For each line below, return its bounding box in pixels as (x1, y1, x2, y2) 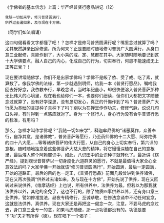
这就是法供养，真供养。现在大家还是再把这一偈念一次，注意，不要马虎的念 (5, 201, 155, 206)
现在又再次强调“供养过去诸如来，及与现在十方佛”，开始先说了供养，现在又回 (5, 176, 159, 182)
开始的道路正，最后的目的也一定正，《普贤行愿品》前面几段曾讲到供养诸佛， (5, 170, 157, 176)
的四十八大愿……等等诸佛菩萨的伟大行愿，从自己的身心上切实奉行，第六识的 (5, 140, 158, 145)
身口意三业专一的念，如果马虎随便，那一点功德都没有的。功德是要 (13, 207, 146, 212)
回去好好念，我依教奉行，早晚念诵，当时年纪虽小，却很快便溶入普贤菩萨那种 (5, 87, 159, 92)
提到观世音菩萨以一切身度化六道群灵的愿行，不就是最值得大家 (20, 158, 144, 163)
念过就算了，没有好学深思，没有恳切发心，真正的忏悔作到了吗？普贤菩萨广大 (5, 99, 159, 104)
